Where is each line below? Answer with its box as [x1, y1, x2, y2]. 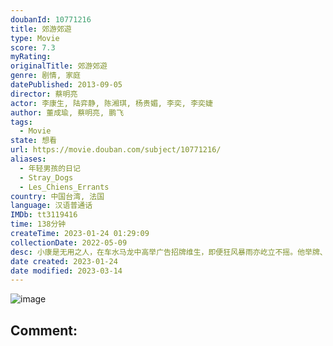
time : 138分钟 [10, 219, 67, 230]
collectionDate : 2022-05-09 [10, 237, 128, 248]
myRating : [10, 52, 52, 62]
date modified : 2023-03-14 [10, 266, 123, 276]
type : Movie [10, 33, 60, 43]
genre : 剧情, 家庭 [10, 71, 82, 81]
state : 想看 [10, 136, 57, 146]
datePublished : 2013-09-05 [10, 80, 123, 90]
